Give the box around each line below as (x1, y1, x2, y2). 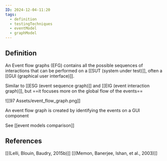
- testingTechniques (10, 21, 53, 26)
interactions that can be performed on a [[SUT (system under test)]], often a (5, 67, 162, 73)
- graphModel (10, 30, 37, 35)
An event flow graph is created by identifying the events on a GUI (5, 107, 140, 113)
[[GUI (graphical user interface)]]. (5, 73, 74, 79)
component (5, 112, 29, 118)
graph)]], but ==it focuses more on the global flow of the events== (5, 88, 143, 94)
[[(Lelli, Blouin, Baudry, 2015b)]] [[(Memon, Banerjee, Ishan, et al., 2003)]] (5, 150, 158, 156)
